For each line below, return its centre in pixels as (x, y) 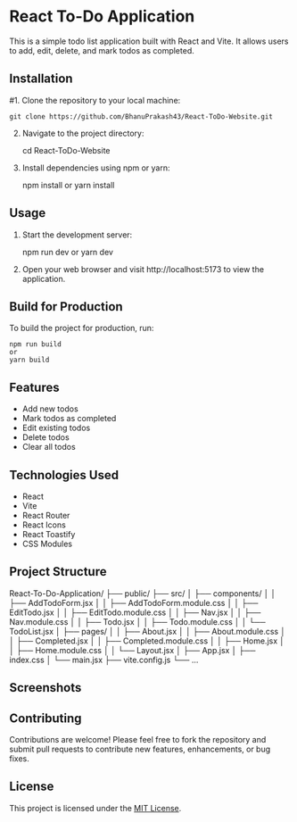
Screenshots (45, 688)
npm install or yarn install (68, 185)
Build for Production (66, 307)
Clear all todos (49, 447)
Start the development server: (77, 235)
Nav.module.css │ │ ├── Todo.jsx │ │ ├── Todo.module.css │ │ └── (137, 621)
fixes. (19, 759)
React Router (46, 515)
